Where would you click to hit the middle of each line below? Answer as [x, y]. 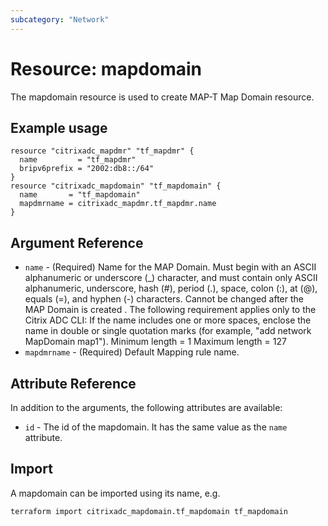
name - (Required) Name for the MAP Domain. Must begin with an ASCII [170, 267]
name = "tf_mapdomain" [80, 195]
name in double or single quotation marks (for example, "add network [168, 331]
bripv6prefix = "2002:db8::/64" [87, 169]
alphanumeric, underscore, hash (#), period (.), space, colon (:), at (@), [171, 288]
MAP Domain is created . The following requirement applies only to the [170, 310]
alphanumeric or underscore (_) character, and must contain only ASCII [171, 278]
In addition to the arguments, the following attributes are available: [146, 407]
